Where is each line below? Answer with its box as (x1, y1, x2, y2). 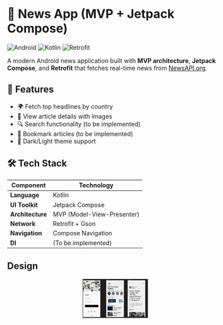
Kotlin (52, 191, 69, 199)
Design (7, 260, 38, 272)
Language (10, 191, 40, 199)
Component (11, 181, 46, 190)
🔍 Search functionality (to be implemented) (16, 120, 141, 128)
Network (10, 220, 36, 228)
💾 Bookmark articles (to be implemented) (16, 129, 134, 138)
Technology (78, 181, 114, 190)
